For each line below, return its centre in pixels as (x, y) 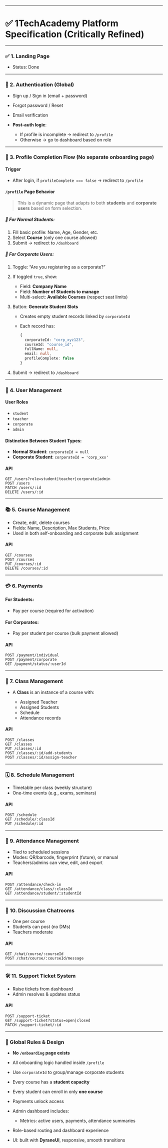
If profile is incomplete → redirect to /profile (66, 134)
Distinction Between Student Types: (43, 440)
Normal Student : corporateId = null (50, 452)
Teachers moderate (33, 932)
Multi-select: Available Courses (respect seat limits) (74, 297)
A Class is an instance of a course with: (53, 692)
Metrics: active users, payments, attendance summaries (78, 1121)
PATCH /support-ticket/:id (33, 1025)
